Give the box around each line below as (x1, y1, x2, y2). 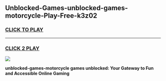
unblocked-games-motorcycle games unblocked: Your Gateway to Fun (5, 65, 154, 71)
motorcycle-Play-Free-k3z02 (5, 12, 97, 20)
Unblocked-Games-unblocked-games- (5, 4, 128, 12)
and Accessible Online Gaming (5, 70, 70, 76)
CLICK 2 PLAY (5, 45, 40, 52)
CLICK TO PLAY (5, 27, 43, 33)
